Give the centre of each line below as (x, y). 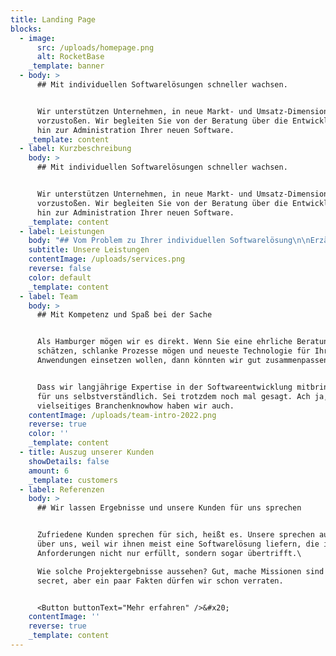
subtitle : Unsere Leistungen (89, 250)
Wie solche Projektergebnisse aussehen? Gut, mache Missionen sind (180, 571)
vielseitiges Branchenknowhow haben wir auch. (135, 406)
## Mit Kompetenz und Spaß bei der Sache (124, 315)
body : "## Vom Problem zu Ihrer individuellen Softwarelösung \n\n (169, 241)
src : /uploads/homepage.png (95, 47)
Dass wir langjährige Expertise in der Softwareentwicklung (164, 387)
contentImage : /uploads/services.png (107, 259)
